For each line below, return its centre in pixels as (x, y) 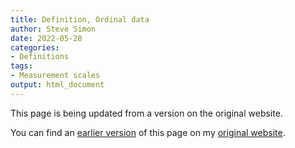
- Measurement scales (55, 76)
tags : (21, 66)
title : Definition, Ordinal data (80, 19)
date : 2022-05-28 (46, 38)
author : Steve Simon (53, 29)
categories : (35, 47)
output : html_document (57, 85)
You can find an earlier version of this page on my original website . (148, 132)
